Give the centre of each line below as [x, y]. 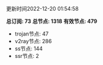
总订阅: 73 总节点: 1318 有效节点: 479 [52, 21]
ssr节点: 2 [27, 56]
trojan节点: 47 [32, 34]
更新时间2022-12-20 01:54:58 [42, 9]
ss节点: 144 [29, 48]
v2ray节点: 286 [33, 41]
